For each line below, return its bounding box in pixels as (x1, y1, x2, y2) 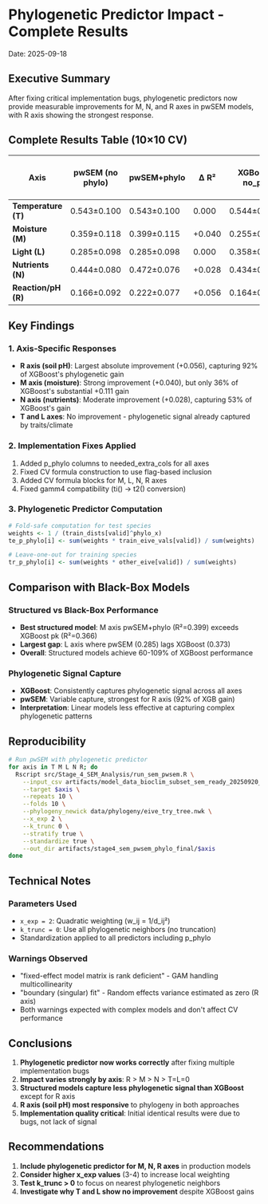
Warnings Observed (8, 953, 88, 964)
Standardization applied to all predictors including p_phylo (19, 933, 211, 942)
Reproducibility (8, 734, 86, 748)
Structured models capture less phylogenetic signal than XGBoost (19, 1083, 245, 1093)
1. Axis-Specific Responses (8, 343, 117, 354)
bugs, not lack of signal (19, 1117, 97, 1127)
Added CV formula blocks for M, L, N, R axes (19, 475, 167, 485)
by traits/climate (19, 420, 73, 430)
